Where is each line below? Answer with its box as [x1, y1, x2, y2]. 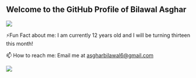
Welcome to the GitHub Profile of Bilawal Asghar [6, 5, 187, 15]
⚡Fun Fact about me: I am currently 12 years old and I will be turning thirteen [6, 32, 191, 39]
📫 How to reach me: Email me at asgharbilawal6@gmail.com [6, 52, 154, 59]
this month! [6, 40, 33, 47]
